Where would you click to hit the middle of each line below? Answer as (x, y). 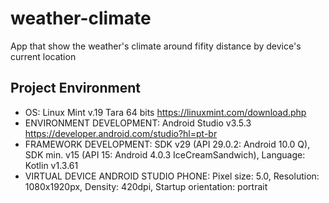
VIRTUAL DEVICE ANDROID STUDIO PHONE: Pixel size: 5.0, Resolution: (172, 176)
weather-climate (81, 18)
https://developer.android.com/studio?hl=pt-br (121, 133)
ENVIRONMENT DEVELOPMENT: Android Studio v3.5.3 (138, 123)
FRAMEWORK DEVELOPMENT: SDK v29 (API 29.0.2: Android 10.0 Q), (167, 144)
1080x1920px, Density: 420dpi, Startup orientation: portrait (146, 186)
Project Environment (75, 88)
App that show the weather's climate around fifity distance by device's (156, 46)
